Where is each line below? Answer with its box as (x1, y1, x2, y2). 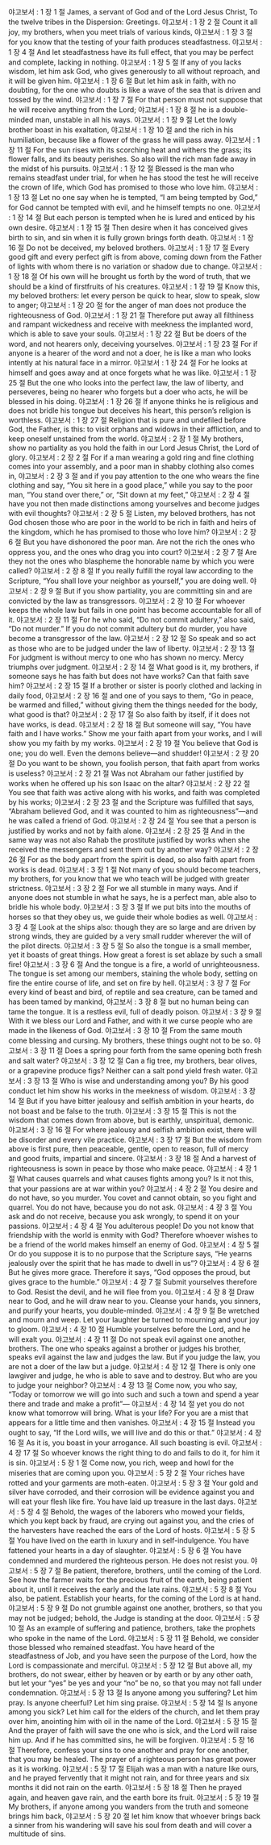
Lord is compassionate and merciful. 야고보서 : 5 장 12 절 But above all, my (8, 1660, 252, 1670)
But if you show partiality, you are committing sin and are (63, 586, 252, 595)
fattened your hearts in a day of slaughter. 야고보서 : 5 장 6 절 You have (8, 1546, 242, 1555)
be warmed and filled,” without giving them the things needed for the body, (8, 700, 258, 710)
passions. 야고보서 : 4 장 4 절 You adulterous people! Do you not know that (8, 1221, 254, 1231)
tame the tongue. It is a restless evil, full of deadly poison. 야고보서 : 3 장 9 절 (8, 1007, 262, 1016)
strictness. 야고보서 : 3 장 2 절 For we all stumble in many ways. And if (8, 884, 239, 893)
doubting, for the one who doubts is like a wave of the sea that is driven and (8, 85, 261, 94)
